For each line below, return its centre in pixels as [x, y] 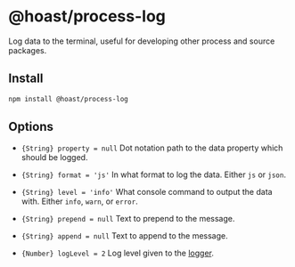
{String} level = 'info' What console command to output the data [147, 192]
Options [31, 127]
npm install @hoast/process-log [68, 99]
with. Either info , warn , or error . [80, 201]
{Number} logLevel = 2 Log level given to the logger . [118, 253]
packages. [28, 50]
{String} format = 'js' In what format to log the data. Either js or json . [154, 174]
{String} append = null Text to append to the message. [124, 236]
